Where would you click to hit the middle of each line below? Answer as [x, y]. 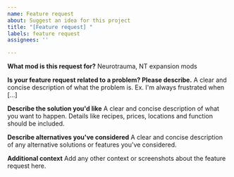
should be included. [36, 123]
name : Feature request [41, 14]
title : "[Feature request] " [50, 27]
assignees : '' [28, 40]
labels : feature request [44, 33]
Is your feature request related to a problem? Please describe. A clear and [117, 80]
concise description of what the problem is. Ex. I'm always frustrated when [116, 87]
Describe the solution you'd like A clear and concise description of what [113, 109]
